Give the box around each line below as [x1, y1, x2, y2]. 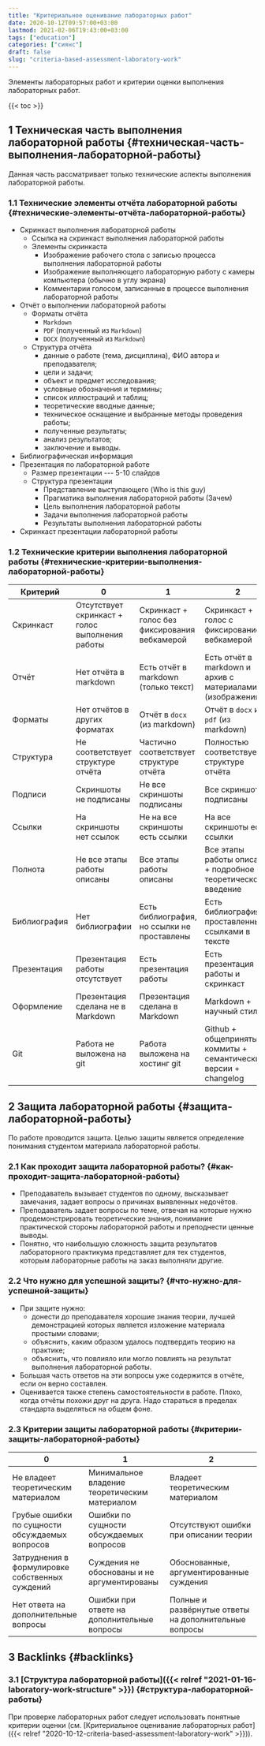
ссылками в [204, 926, 251, 937]
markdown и [204, 662, 251, 673]
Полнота [12, 864, 46, 875]
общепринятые [204, 1034, 263, 1045]
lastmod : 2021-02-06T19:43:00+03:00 [8, 26, 129, 34]
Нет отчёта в [76, 667, 125, 678]
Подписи [12, 789, 47, 800]
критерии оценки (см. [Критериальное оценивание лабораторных [8, 1720, 231, 1729]
